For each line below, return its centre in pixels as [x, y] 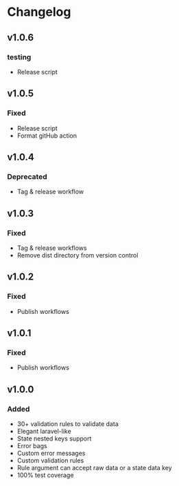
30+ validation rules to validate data [68, 424]
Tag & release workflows [52, 248]
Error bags [32, 446]
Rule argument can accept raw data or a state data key [95, 468]
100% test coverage [45, 475]
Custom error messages [51, 453]
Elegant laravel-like [44, 431]
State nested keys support [54, 439]
